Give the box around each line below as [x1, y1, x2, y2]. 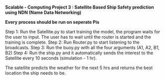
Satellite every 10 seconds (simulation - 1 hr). [5, 55, 97, 61]
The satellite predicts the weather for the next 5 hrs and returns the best [5, 65, 153, 71]
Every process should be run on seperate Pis [5, 19, 99, 25]
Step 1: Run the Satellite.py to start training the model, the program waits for [5, 29, 161, 34]
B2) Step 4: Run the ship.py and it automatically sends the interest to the [5, 50, 154, 56]
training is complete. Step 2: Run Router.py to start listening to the [5, 39, 140, 45]
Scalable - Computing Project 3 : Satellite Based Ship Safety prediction [5, 4, 154, 10]
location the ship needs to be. [5, 70, 66, 76]
